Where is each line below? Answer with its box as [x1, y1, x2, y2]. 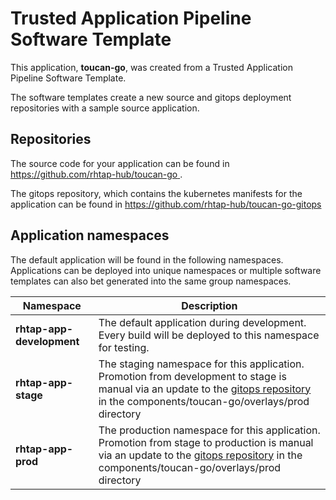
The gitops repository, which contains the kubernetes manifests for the [10, 187, 303, 199]
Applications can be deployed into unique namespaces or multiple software [10, 264, 322, 276]
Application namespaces [10, 227, 170, 244]
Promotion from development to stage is [98, 369, 287, 383]
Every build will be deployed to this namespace [98, 328, 320, 342]
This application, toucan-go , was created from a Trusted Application [10, 61, 293, 73]
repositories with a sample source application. [10, 102, 200, 114]
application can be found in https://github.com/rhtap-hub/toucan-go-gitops [10, 198, 322, 210]
